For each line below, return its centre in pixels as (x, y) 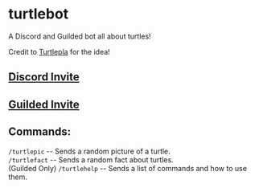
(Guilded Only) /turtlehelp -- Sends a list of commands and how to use (128, 168)
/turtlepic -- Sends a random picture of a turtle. (89, 151)
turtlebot (39, 14)
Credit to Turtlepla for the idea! (59, 51)
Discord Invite (44, 77)
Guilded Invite (44, 104)
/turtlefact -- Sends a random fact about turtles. (91, 159)
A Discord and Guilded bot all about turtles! (80, 36)
